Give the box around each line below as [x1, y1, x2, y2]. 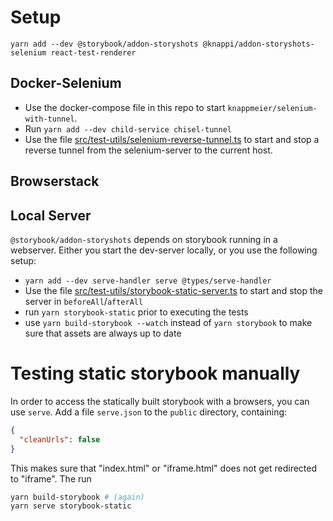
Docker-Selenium [10, 75, 122, 92]
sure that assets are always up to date [24, 327, 182, 339]
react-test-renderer [50, 47, 137, 58]
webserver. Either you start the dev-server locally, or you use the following [10, 244, 318, 256]
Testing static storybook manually [10, 362, 301, 385]
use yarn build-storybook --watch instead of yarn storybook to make [24, 316, 313, 328]
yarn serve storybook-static [10, 501, 132, 511]
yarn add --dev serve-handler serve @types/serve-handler [24, 276, 272, 286]
